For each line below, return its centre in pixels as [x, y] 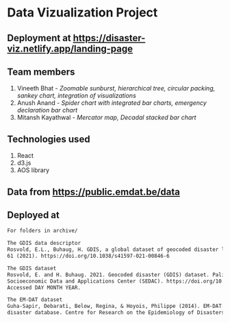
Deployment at [39, 38]
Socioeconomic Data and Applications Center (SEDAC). [86, 281]
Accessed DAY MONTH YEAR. [44, 287]
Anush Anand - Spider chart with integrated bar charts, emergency [112, 103]
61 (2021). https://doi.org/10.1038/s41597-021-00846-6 [88, 256]
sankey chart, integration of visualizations [77, 96]
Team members [41, 72]
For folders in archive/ [42, 231]
